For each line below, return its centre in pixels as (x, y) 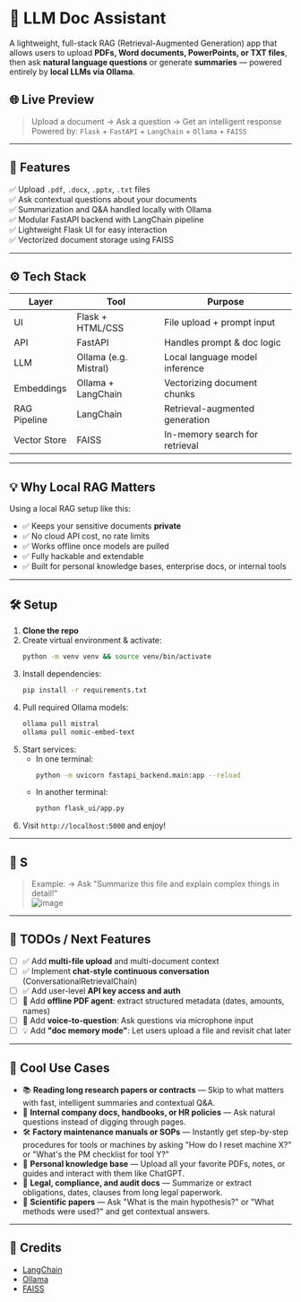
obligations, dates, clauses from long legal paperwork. (123, 1193)
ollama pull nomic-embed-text (79, 732)
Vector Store (40, 440)
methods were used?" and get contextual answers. (116, 1211)
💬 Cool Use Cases (60, 1068)
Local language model (211, 358)
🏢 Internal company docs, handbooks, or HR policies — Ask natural (149, 1112)
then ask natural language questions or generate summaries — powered (146, 62)
